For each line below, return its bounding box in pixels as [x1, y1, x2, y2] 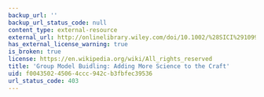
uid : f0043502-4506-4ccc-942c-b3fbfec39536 [8, 70, 153, 77]
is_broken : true [8, 48, 61, 56]
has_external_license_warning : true [8, 41, 128, 48]
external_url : [8, 33, 55, 41]
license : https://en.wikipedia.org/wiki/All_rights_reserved [8, 56, 213, 63]
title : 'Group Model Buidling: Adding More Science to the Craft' [8, 63, 230, 70]
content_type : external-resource [8, 26, 118, 34]
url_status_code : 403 [8, 77, 79, 84]
